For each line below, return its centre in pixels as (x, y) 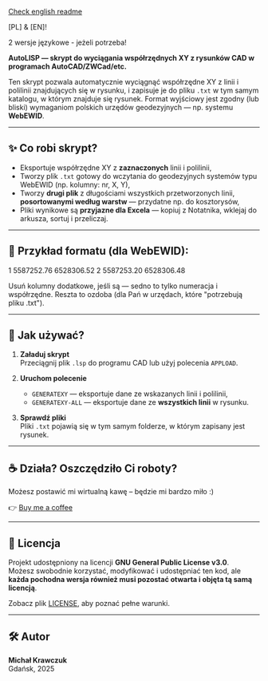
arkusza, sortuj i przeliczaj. (64, 218)
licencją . (23, 588)
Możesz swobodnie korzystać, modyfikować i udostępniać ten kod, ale (125, 571)
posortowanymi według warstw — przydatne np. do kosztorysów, (130, 201)
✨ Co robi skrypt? (53, 148)
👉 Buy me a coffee (41, 508)
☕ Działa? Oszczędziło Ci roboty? (93, 468)
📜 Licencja (35, 543)
